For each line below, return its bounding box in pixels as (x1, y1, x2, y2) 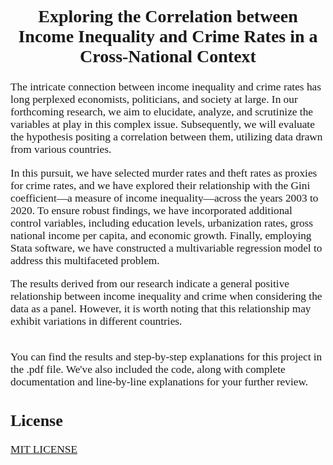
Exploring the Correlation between (38, 6, 298, 27)
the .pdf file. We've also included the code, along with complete (10, 363, 286, 376)
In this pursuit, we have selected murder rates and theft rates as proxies (10, 166, 318, 180)
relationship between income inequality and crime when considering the (10, 290, 323, 303)
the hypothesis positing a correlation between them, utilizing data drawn (10, 131, 323, 144)
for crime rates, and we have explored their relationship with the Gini (10, 179, 311, 192)
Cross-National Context (79, 46, 257, 67)
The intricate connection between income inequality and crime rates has (10, 81, 322, 94)
